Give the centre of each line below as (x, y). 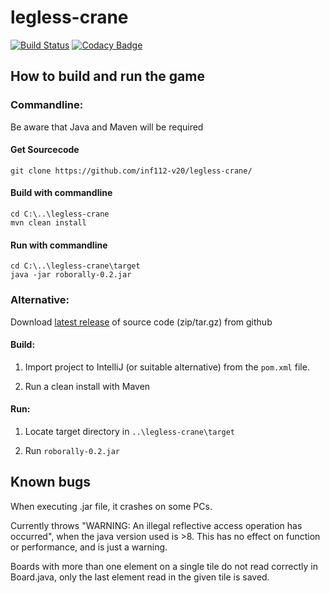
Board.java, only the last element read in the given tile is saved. (140, 577)
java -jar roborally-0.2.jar (71, 275)
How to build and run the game (107, 76)
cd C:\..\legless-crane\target (75, 266)
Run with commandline (59, 245)
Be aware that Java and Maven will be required (107, 127)
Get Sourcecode (45, 150)
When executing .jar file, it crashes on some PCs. (111, 506)
